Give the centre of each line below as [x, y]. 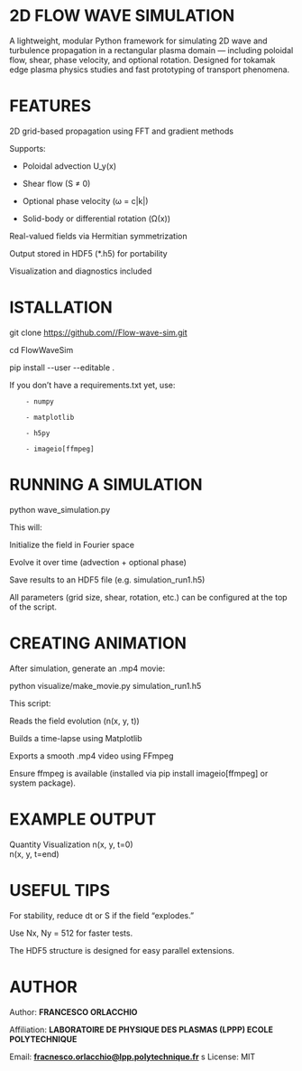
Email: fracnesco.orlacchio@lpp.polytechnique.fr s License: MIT [133, 1057]
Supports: [28, 148]
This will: [26, 527]
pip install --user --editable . [62, 368]
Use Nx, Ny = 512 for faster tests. [71, 933]
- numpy [40, 401]
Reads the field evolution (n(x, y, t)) [74, 721]
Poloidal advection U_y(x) [69, 166]
